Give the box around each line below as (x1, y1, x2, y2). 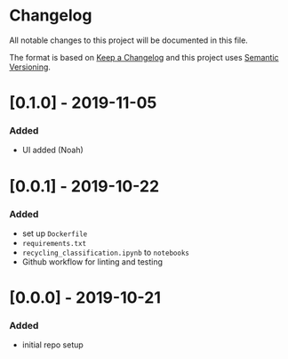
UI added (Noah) (21, 144, 84, 156)
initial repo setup (21, 339, 84, 350)
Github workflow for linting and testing (21, 256, 163, 267)
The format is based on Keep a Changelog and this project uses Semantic (9, 52, 279, 62)
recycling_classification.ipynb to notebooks (21, 247, 189, 257)
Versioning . (9, 61, 52, 72)
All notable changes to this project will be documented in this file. (9, 35, 249, 45)
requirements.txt (21, 239, 87, 248)
